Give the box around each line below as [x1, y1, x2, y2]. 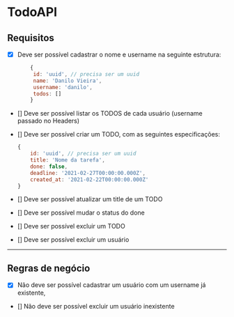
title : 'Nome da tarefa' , [30, 157, 106, 164]
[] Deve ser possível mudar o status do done [17, 208, 145, 217]
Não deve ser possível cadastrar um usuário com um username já [17, 281, 206, 289]
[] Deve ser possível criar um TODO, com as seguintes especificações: [17, 130, 221, 139]
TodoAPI [7, 4, 58, 20]
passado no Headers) [17, 116, 80, 125]
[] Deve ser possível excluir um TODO [17, 222, 125, 231]
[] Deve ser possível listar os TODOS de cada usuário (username [17, 109, 203, 118]
